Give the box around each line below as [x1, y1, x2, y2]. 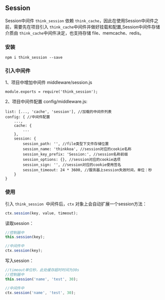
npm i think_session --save [5, 55, 63, 60]
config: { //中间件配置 [5, 114, 50, 120]
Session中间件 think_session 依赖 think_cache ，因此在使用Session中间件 [5, 17, 154, 24]
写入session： [5, 258, 34, 263]
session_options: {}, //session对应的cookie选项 [23, 157, 121, 162]
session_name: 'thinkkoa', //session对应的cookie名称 [23, 147, 132, 152]
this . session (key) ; [5, 234, 45, 240]
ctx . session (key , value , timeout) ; [5, 211, 78, 216]
